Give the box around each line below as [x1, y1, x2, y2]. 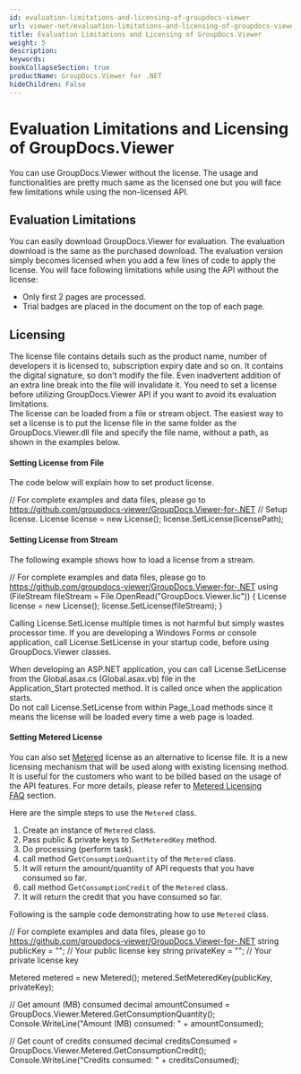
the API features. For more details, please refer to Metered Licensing [9, 780, 262, 790]
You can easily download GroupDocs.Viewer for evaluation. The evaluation [9, 236, 285, 247]
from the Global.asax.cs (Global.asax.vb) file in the [9, 673, 196, 684]
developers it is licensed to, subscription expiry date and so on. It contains [9, 361, 284, 371]
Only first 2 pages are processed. [21, 292, 146, 302]
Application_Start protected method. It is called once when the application [9, 683, 282, 694]
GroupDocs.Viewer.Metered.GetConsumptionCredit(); [9, 1044, 207, 1055]
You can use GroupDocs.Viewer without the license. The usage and [9, 167, 259, 178]
